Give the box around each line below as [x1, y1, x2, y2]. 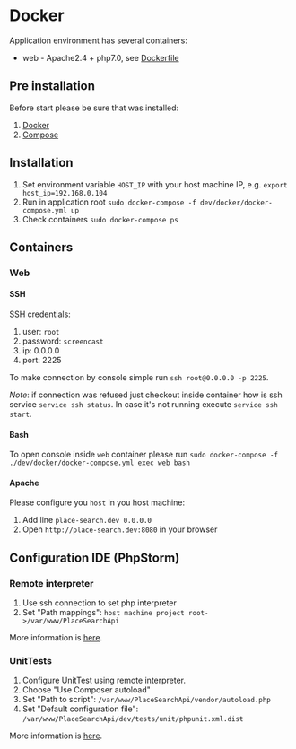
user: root [22, 327, 60, 337]
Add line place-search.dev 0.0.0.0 [22, 515, 152, 526]
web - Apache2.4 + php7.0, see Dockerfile [22, 52, 179, 63]
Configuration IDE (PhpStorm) [9, 550, 180, 565]
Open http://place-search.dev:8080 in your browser [22, 524, 218, 535]
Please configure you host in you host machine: [9, 497, 186, 508]
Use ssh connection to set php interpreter [22, 597, 177, 608]
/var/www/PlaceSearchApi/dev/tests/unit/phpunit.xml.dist [22, 715, 244, 724]
